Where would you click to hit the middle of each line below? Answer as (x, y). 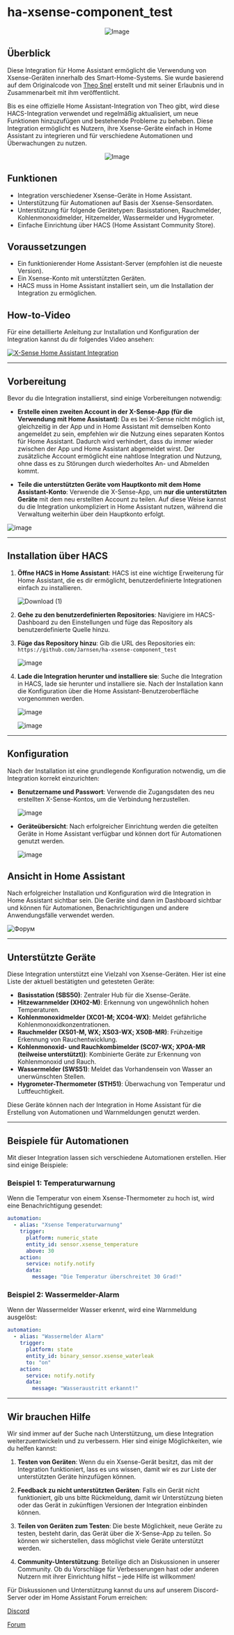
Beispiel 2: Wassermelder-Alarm (63, 1295)
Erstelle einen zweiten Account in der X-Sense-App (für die (105, 412)
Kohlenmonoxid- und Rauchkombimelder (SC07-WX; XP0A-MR (111, 1047)
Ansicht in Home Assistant (66, 876)
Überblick (29, 53)
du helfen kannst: (32, 1448)
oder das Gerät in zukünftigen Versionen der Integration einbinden (112, 1505)
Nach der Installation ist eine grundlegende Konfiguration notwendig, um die (117, 771)
